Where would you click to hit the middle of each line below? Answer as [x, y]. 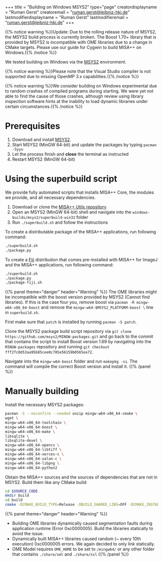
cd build [14, 500]
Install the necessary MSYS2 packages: [45, 405]
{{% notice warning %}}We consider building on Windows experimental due [81, 86]
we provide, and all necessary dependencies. [50, 197]
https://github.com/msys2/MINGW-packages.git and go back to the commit [79, 336]
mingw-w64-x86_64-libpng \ [32, 463]
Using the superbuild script [61, 179]
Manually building [42, 391]
